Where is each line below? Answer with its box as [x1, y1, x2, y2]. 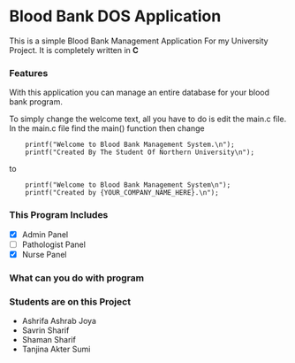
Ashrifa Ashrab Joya [21, 315, 97, 326]
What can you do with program [9, 272, 144, 284]
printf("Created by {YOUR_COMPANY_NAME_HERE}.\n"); [25, 189, 219, 197]
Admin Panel [21, 228, 69, 240]
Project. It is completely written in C [9, 44, 139, 55]
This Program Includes [9, 209, 109, 221]
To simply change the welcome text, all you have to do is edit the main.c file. [9, 113, 287, 125]
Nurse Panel [21, 249, 67, 259]
